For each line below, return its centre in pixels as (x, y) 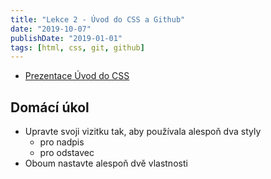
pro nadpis (62, 142)
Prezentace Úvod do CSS (77, 76)
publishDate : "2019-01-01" (66, 38)
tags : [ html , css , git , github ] (77, 47)
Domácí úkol (50, 107)
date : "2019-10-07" (51, 29)
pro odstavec (67, 153)
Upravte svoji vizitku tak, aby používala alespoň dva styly (143, 132)
